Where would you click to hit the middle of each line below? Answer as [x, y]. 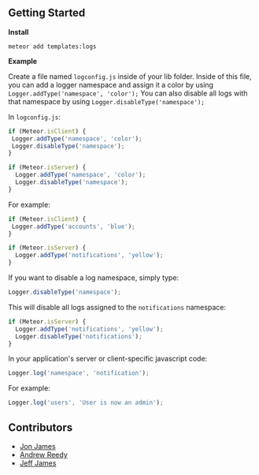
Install [18, 32]
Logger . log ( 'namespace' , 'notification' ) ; [79, 373]
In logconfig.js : [34, 117]
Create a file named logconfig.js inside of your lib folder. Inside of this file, [130, 76]
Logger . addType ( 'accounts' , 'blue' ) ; [73, 226]
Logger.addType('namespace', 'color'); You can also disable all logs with [128, 93]
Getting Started [47, 13]
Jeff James [38, 463]
